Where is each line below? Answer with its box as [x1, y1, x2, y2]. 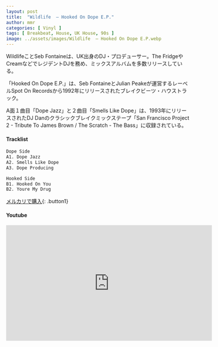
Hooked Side [6, 176, 35, 181]
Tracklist [6, 136, 28, 143]
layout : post [6, 8, 38, 15]
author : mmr [6, 19, 35, 25]
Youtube [6, 211, 28, 218]
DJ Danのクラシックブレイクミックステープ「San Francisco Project [26, 114, 190, 121]
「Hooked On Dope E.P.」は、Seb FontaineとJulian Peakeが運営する [6, 80, 173, 87]
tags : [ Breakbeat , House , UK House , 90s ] [6, 31, 115, 36]
